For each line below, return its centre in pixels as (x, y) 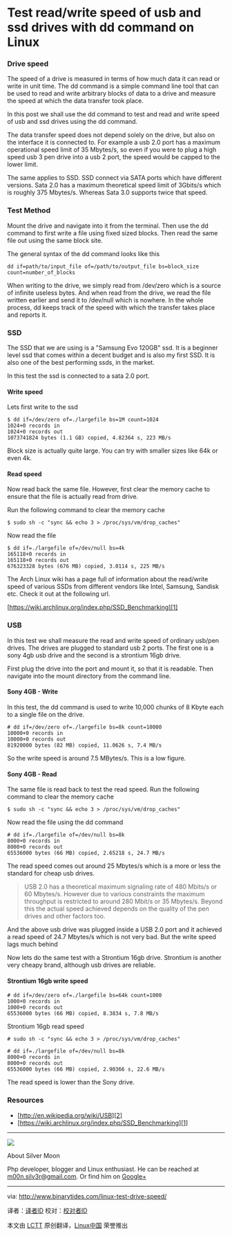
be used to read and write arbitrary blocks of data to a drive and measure (112, 93)
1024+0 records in (33, 426)
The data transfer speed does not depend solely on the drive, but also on (111, 135)
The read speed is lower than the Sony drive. (71, 1082)
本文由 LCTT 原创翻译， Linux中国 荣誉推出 (68, 1225)
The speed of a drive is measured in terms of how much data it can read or (114, 79)
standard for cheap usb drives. (51, 873)
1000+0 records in (33, 1001)
